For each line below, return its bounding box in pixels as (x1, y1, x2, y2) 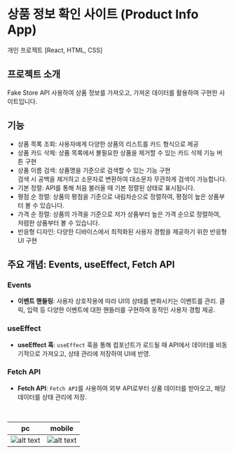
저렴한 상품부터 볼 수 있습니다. (17, 218, 100, 227)
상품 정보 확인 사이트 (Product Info (7, 6, 199, 22)
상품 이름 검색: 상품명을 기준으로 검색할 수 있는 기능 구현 (17, 166, 171, 174)
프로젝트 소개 (7, 68, 61, 81)
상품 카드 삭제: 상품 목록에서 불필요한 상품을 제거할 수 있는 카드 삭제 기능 (17, 148, 216, 156)
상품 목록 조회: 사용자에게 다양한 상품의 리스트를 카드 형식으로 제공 (17, 140, 199, 148)
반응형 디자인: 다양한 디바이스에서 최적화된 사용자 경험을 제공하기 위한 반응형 (17, 227, 228, 236)
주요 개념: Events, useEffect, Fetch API (7, 258, 175, 270)
